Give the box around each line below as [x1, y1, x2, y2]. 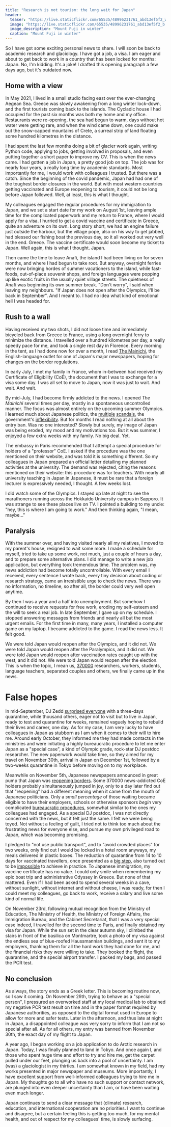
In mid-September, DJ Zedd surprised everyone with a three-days [5, 708, 144, 714]
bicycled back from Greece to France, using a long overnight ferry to [5, 332, 149, 338]
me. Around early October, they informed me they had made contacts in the [5, 735, 164, 741]
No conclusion [5, 974, 52, 983]
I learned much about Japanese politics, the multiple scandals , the [5, 411, 145, 417]
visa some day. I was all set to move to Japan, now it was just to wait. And [5, 379, 160, 385]
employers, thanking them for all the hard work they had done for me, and [5, 944, 160, 950]
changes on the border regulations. [5, 359, 79, 365]
